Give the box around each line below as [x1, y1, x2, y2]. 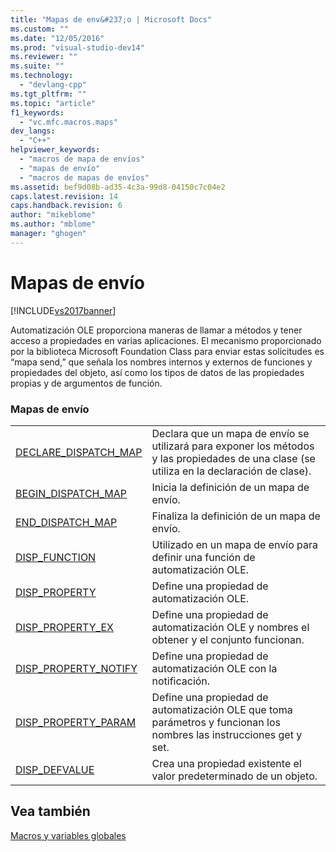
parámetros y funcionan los [151, 715, 281, 729]
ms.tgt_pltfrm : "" [10, 89, 87, 99]
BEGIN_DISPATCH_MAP [15, 486, 128, 500]
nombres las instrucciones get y [151, 727, 303, 741]
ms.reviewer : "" [10, 52, 78, 62]
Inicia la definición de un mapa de [151, 480, 310, 494]
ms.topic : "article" [10, 98, 97, 108]
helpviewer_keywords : [10, 145, 101, 155]
